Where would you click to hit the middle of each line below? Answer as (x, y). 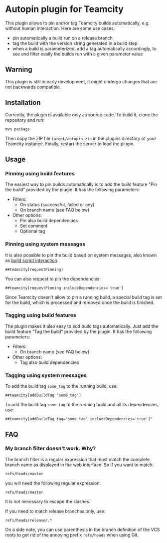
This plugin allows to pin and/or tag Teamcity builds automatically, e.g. (78, 23)
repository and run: (25, 120)
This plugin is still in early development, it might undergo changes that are (81, 81)
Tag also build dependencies (49, 362)
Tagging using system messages (46, 375)
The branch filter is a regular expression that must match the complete (78, 459)
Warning (19, 70)
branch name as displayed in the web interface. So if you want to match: (80, 465)
